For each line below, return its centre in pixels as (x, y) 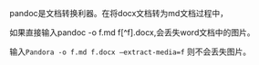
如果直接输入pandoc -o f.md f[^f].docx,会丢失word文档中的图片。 (132, 32)
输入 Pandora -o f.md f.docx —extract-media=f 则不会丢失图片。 (130, 51)
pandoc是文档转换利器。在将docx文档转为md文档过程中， (119, 13)
